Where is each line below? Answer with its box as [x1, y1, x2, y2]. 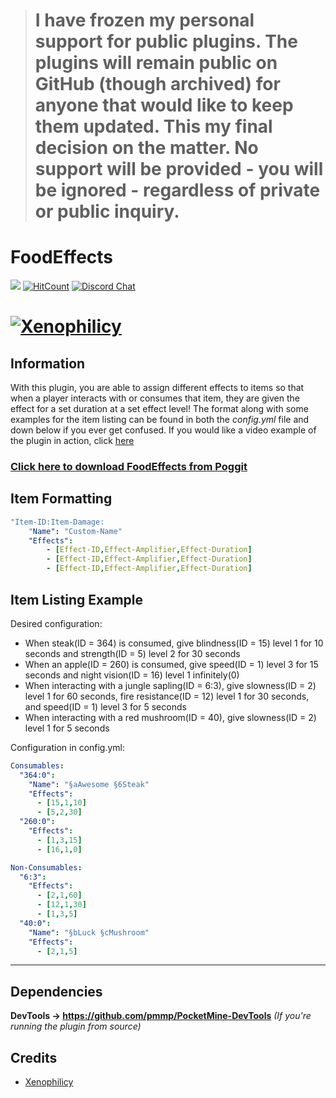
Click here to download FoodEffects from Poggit [10, 460, 248, 474]
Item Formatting [10, 490, 113, 508]
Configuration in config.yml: [10, 741, 126, 753]
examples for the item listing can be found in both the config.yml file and [10, 414, 310, 426]
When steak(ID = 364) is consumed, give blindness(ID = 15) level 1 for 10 [24, 637, 324, 649]
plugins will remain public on [34, 52, 278, 74]
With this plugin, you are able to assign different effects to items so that [10, 382, 305, 394]
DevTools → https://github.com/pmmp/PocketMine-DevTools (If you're [10, 1010, 312, 1022]
